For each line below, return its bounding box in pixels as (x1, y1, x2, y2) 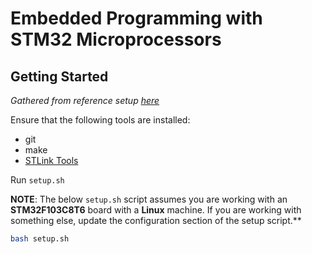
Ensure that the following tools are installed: (10, 114, 191, 126)
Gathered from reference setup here (10, 95, 160, 106)
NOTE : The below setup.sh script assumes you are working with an (10, 193, 288, 205)
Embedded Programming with (10, 7, 263, 30)
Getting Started (10, 68, 109, 85)
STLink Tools (24, 155, 79, 166)
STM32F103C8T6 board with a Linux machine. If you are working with (10, 204, 302, 216)
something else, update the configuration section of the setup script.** (10, 215, 302, 226)
